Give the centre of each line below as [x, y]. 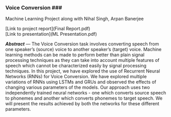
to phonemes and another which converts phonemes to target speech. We [84, 98]
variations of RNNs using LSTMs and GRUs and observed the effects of [81, 82]
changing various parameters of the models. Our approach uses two [78, 87]
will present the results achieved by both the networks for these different [82, 104]
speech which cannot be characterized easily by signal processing [76, 66]
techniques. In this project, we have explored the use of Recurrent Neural [83, 71]
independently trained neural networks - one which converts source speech [86, 93]
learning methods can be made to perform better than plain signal [75, 55]
